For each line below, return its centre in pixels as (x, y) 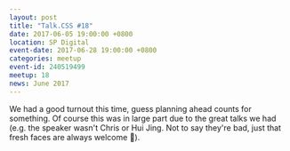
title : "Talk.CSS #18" (51, 26)
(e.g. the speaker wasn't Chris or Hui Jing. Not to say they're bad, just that (145, 127)
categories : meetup (45, 59)
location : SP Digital (49, 42)
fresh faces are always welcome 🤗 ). (75, 137)
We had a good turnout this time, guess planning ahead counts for (130, 108)
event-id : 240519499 (48, 68)
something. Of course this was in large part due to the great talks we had (143, 118)
